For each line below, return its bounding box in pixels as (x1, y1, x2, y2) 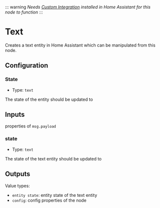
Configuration (5, 62, 48, 70)
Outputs (5, 170, 31, 178)
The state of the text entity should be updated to (5, 156, 102, 161)
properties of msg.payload (5, 123, 56, 129)
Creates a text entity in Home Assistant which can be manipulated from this (5, 42, 156, 48)
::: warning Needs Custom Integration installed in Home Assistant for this (5, 4, 151, 10)
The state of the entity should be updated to (5, 96, 93, 102)
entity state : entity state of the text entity (12, 192, 97, 198)
